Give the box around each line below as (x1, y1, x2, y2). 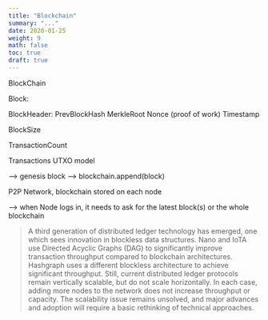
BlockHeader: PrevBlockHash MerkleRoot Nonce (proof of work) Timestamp (8, 109, 260, 118)
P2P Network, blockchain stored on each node (8, 186, 162, 196)
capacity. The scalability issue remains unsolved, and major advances (27, 294, 258, 304)
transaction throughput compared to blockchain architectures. (27, 251, 234, 261)
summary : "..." (8, 19, 59, 27)
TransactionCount (8, 140, 68, 150)
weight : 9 (8, 34, 42, 42)
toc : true (8, 49, 42, 57)
